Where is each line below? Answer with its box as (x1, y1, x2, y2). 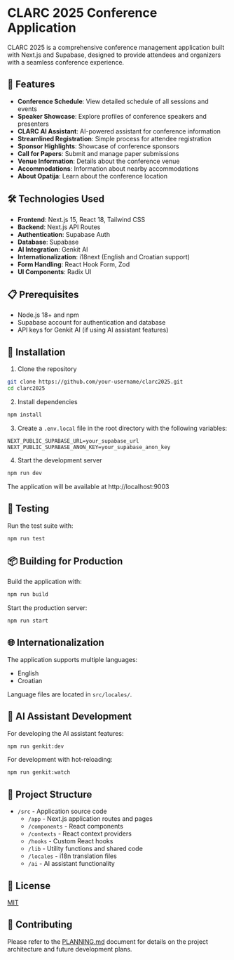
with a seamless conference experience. (7, 58, 125, 66)
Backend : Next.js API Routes (17, 223, 101, 231)
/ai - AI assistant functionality (27, 860, 116, 868)
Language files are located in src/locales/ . (7, 690, 132, 699)
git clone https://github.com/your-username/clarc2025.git (7, 378, 184, 386)
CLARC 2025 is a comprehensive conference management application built (7, 43, 225, 51)
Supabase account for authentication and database (17, 318, 166, 327)
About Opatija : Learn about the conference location (17, 171, 168, 180)
